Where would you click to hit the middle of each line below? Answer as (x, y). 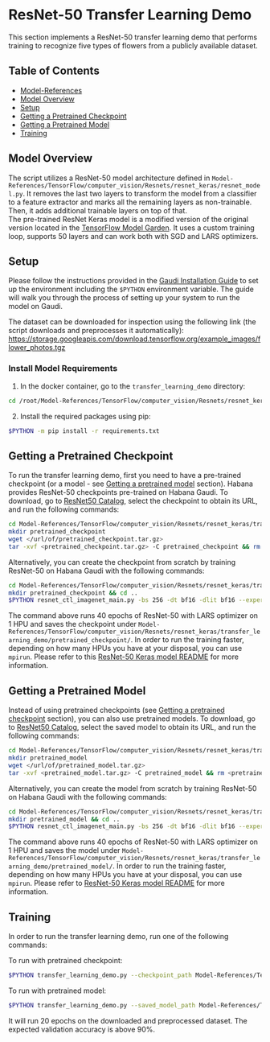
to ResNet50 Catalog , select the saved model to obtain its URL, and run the (132, 727)
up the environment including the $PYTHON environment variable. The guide (131, 289)
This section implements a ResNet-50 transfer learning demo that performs (133, 37)
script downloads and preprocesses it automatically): (96, 331)
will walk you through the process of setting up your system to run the (124, 298)
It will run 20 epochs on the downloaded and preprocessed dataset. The (128, 1020)
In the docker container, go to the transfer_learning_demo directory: (133, 386)
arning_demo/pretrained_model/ (61, 867)
